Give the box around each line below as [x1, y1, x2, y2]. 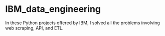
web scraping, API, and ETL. [5, 25, 64, 31]
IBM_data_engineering [5, 3, 101, 15]
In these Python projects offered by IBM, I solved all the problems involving [5, 20, 160, 26]
